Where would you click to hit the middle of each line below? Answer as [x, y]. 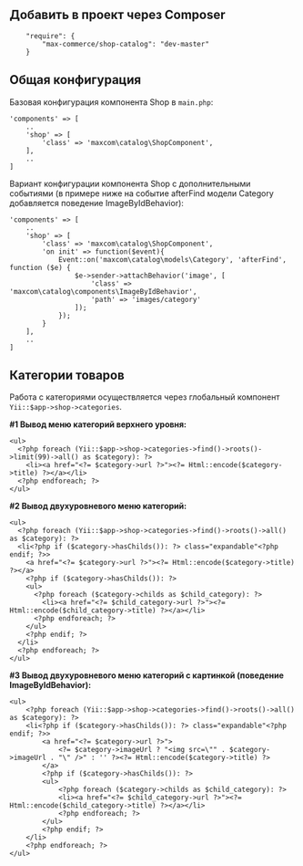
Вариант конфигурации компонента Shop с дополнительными [130, 183]
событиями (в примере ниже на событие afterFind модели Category [142, 193]
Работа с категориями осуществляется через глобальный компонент [145, 397]
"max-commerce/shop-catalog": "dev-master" [126, 44]
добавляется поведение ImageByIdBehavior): [97, 203]
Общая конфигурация [76, 80]
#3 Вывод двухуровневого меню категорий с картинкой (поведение [147, 675]
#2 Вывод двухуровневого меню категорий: [98, 506]
